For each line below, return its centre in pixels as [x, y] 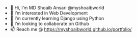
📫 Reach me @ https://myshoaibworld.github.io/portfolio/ [71, 29]
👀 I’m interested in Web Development [49, 13]
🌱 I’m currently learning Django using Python [57, 18]
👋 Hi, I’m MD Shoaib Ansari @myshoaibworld [57, 8]
